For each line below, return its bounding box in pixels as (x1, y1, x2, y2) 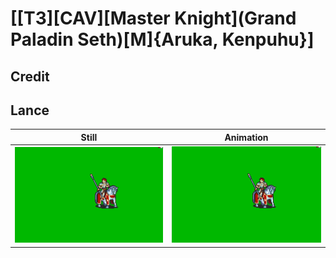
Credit (10, 68, 50, 85)
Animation (224, 131, 269, 143)
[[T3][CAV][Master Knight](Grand (10, 7, 297, 30)
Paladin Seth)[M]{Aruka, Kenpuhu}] (10, 28, 315, 51)
